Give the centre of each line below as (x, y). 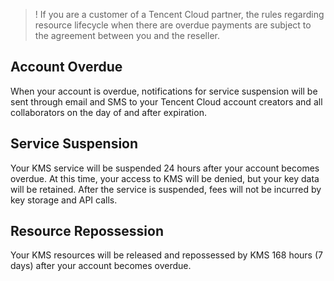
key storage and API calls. (64, 200)
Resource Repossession (87, 231)
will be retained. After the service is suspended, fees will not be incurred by (166, 189)
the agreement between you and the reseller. (127, 35)
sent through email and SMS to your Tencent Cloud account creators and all (166, 101)
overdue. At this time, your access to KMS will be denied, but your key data (165, 178)
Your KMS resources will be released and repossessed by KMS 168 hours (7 (166, 255)
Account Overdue (66, 67)
